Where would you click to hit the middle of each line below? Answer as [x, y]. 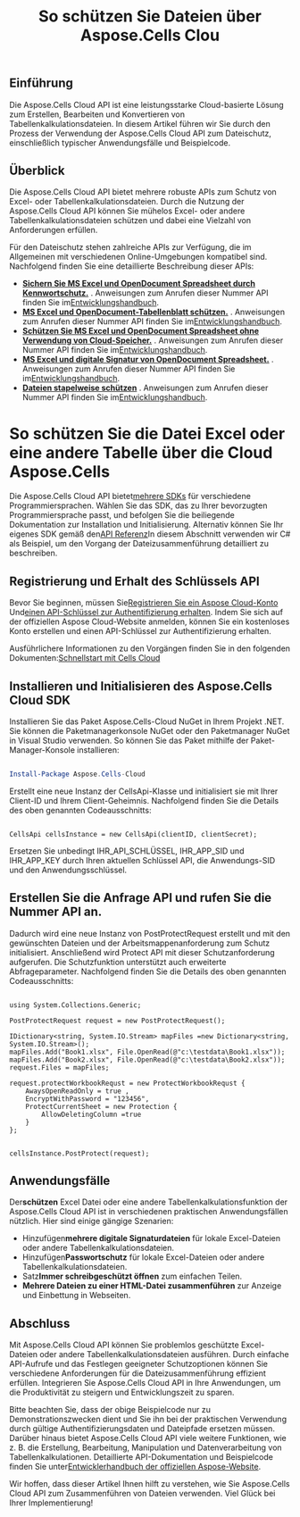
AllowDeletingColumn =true [92, 1114]
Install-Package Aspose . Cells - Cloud [77, 774]
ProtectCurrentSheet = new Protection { [101, 1106]
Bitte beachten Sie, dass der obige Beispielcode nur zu [110, 1410]
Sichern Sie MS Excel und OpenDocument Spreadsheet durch [139, 284]
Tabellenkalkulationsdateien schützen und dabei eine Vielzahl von [130, 221]
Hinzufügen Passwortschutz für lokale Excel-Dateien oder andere [143, 1257]
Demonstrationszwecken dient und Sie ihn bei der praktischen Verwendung [148, 1419]
